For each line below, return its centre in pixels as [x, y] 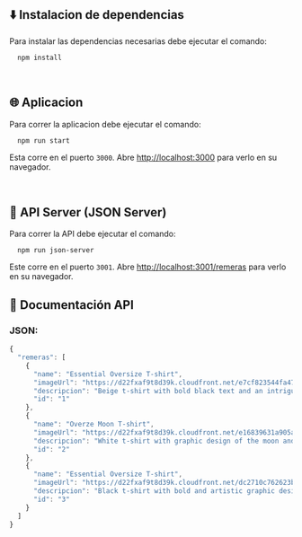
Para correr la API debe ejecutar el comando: [93, 234]
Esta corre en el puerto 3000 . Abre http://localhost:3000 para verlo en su [143, 157]
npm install [40, 57]
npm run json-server [56, 251]
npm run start [44, 141]
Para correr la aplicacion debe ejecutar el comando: [105, 124]
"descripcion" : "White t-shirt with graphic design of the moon [156, 441]
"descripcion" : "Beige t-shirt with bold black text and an [148, 391]
